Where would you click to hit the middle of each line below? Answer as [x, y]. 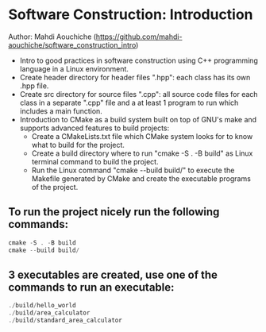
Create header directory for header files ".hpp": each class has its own [135, 77]
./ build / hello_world [42, 306]
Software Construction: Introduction [131, 15]
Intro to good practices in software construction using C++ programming [139, 60]
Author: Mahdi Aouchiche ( [52, 37]
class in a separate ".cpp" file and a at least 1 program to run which [129, 102]
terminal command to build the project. [95, 161]
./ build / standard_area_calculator [66, 320]
